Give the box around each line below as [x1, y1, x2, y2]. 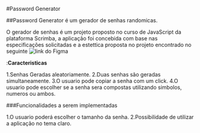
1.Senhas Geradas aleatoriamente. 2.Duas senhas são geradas [6, 71, 161, 78]
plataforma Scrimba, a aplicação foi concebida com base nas [6, 35, 158, 42]
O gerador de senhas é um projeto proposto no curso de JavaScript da [6, 28, 181, 36]
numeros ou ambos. [6, 90, 56, 97]
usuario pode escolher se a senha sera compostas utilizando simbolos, [6, 84, 182, 91]
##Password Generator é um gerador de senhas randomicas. [6, 17, 158, 23]
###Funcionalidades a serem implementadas [6, 102, 118, 109]
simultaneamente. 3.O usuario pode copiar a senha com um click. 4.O [6, 78, 178, 84]
